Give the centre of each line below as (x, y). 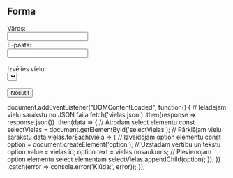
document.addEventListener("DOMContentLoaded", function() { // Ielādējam (117, 107)
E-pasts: (19, 45)
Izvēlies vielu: (27, 68)
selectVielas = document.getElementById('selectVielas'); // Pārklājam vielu (114, 129)
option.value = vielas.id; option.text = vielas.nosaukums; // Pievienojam (109, 151)
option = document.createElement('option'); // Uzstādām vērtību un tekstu (114, 144)
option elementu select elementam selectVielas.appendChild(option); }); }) (114, 159)
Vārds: (16, 28)
